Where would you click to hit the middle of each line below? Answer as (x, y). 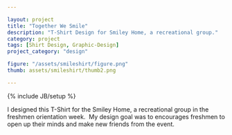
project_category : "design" (48, 52)
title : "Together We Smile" (48, 26)
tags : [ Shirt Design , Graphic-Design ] (63, 45)
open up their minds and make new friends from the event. (91, 124)
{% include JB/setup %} (42, 96)
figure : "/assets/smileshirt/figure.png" (68, 64)
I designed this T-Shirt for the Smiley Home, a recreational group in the (108, 109)
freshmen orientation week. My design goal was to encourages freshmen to (116, 116)
